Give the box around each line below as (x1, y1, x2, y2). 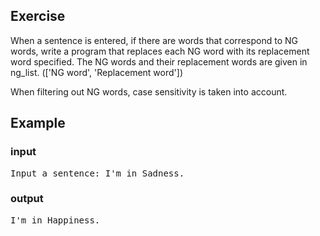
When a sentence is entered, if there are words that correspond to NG (10, 34, 298, 46)
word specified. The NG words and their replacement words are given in (10, 55, 308, 68)
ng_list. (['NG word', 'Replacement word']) (10, 66, 183, 78)
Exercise (10, 8, 66, 25)
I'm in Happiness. (10, 214, 101, 226)
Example (10, 115, 66, 132)
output (10, 192, 44, 206)
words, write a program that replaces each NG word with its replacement (10, 45, 310, 57)
